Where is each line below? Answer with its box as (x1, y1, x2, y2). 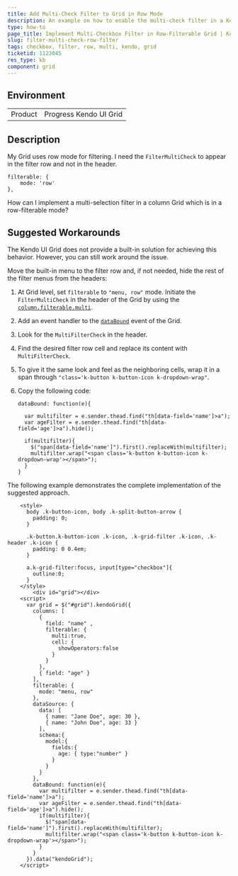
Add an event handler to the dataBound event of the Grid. (17, 317, 182, 325)
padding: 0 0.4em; (33, 546, 87, 553)
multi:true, (52, 632, 87, 640)
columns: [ (33, 607, 65, 615)
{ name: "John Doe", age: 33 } (45, 719, 138, 726)
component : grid (7, 63, 55, 70)
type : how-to (7, 23, 46, 30)
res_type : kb (7, 57, 46, 64)
